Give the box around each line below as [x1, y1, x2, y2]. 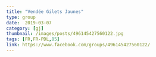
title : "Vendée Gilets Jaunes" [6, 8, 84, 15]
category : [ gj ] [6, 25, 44, 31]
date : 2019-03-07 [6, 20, 52, 26]
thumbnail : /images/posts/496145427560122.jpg [6, 31, 124, 37]
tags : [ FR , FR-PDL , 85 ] [6, 36, 60, 42]
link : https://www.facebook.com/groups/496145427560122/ [6, 42, 151, 48]
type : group [6, 14, 36, 20]
